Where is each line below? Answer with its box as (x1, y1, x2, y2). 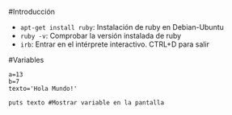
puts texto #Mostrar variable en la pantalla (8, 99, 164, 107)
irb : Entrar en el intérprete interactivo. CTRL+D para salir (19, 39, 210, 49)
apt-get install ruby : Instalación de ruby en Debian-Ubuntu (19, 23, 225, 31)
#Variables (8, 55, 44, 64)
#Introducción (8, 7, 55, 16)
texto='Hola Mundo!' (8, 84, 78, 92)
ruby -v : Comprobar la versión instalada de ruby (19, 31, 182, 40)
